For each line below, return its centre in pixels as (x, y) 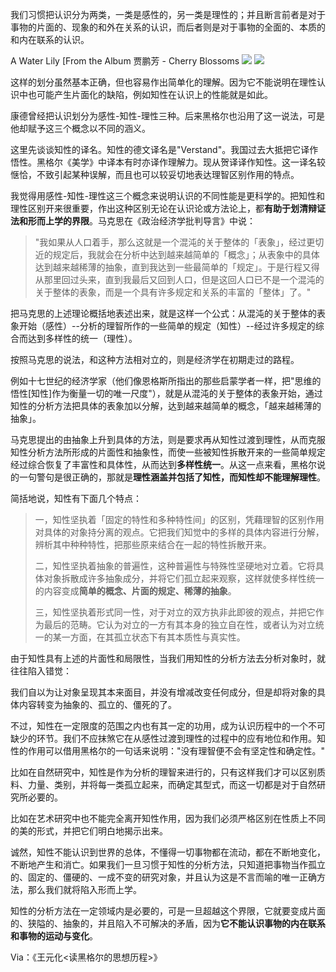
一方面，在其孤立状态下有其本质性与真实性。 (153, 637)
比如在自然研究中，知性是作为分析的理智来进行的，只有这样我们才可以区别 (163, 772)
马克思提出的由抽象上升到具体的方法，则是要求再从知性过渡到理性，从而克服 (168, 439)
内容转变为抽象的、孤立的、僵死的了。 (97, 704)
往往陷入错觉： (41, 671)
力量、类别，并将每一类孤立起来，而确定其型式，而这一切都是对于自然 (172, 784)
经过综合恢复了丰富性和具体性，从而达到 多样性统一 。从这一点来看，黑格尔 (163, 464)
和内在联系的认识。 (50, 39)
